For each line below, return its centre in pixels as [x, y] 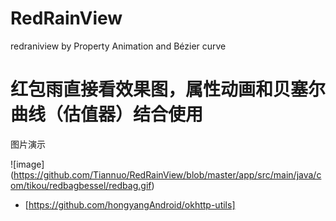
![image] [27, 164]
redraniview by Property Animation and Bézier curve [118, 46]
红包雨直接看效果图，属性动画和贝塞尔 [168, 89]
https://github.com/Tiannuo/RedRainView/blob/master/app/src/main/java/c [167, 174]
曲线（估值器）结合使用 [107, 114]
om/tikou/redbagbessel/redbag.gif [81, 185]
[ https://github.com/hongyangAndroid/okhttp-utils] [130, 204]
